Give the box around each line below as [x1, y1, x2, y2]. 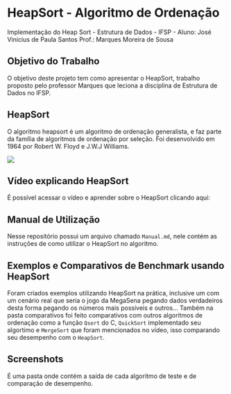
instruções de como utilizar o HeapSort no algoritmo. [7, 240, 159, 248]
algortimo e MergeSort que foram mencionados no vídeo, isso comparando [7, 326, 221, 334]
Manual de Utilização [7, 213, 101, 225]
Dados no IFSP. [7, 88, 51, 97]
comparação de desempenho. [7, 379, 94, 387]
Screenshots [7, 353, 64, 366]
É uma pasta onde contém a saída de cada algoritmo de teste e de [7, 372, 197, 380]
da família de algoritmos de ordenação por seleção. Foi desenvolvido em [7, 134, 215, 143]
